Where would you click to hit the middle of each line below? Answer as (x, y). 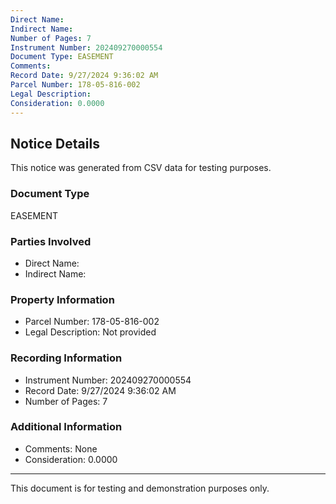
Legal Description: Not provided (90, 332)
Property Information (62, 299)
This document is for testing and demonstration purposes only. (140, 488)
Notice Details (55, 143)
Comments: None (61, 448)
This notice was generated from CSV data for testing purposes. (141, 168)
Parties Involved (51, 241)
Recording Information (66, 358)
